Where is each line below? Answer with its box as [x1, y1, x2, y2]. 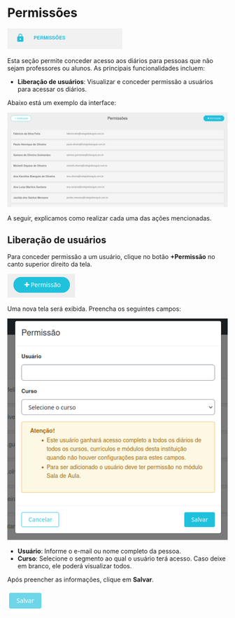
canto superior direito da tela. [7, 260, 92, 269]
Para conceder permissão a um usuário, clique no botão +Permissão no [7, 253, 215, 261]
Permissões [7, 5, 78, 21]
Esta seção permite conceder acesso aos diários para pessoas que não [7, 56, 213, 64]
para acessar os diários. [17, 85, 87, 93]
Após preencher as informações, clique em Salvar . [7, 575, 154, 584]
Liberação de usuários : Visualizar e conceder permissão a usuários [17, 77, 213, 85]
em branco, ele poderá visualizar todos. [17, 562, 132, 570]
